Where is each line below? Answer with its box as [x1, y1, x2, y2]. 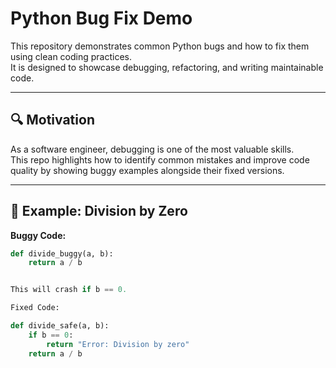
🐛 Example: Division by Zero [10, 203, 188, 220]
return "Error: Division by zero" [46, 339, 190, 349]
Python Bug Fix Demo [10, 7, 193, 30]
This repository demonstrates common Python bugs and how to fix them [10, 40, 310, 52]
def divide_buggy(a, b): [10, 248, 114, 259]
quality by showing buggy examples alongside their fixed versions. [10, 164, 285, 176]
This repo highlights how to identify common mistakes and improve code [10, 153, 310, 166]
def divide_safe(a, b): [10, 321, 110, 331]
